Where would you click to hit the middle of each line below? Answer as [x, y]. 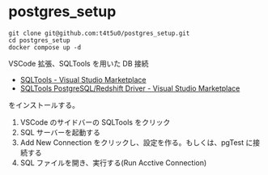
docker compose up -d [45, 47]
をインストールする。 [44, 105]
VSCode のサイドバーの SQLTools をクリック [95, 122]
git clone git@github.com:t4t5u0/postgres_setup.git [99, 33]
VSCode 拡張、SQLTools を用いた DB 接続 [79, 63]
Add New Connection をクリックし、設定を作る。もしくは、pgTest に [136, 142]
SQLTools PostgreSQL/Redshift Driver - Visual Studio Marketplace [130, 88]
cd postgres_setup [39, 40]
